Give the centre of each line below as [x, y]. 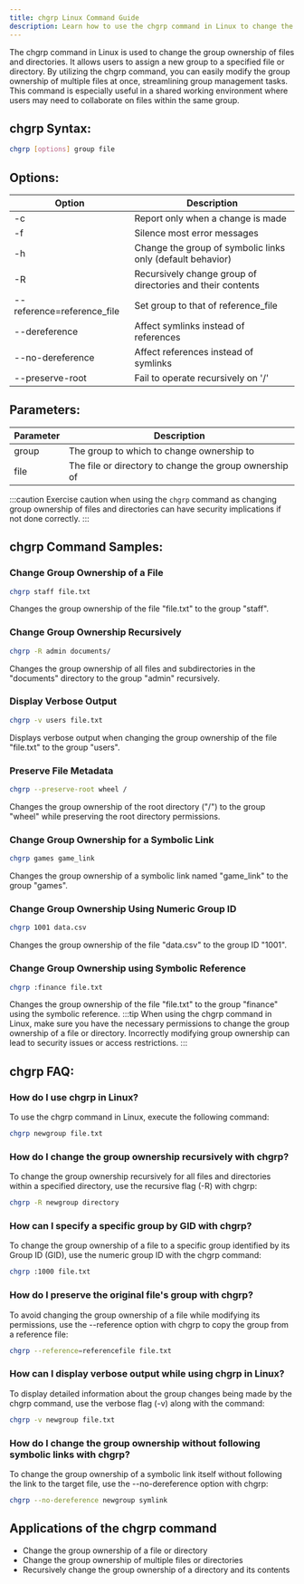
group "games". [38, 886]
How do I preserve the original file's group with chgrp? [131, 1295]
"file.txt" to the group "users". [65, 747]
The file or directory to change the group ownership [178, 466]
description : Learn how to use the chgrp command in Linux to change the [152, 26]
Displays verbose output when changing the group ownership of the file [143, 737]
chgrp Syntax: [51, 128]
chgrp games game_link [52, 859]
